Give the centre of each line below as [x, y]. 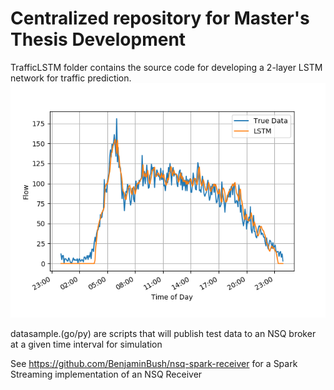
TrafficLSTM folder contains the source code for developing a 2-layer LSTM [166, 67]
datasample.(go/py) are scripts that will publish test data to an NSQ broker [163, 333]
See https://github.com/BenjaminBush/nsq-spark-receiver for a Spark [154, 363]
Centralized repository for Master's [160, 18]
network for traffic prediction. [71, 78]
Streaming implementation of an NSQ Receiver [106, 374]
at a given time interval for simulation [86, 344]
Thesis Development [98, 39]
